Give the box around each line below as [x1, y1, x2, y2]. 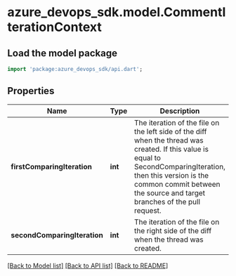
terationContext [7, 19, 102, 35]
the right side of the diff [134, 225, 212, 235]
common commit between [134, 179, 221, 189]
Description [159, 106, 200, 116]
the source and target [134, 188, 206, 197]
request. [134, 205, 162, 215]
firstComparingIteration [11, 162, 93, 171]
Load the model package [7, 47, 118, 59]
